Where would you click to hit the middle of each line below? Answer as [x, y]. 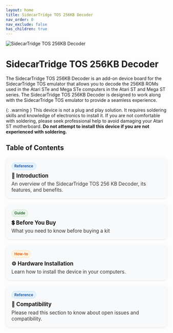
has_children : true [27, 29]
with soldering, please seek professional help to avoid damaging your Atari [84, 121]
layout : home [20, 10]
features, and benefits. [37, 190]
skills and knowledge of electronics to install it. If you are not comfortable [83, 116]
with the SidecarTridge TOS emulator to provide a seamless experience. [82, 100]
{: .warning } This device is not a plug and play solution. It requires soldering [86, 110]
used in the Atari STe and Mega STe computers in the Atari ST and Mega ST [86, 90]
